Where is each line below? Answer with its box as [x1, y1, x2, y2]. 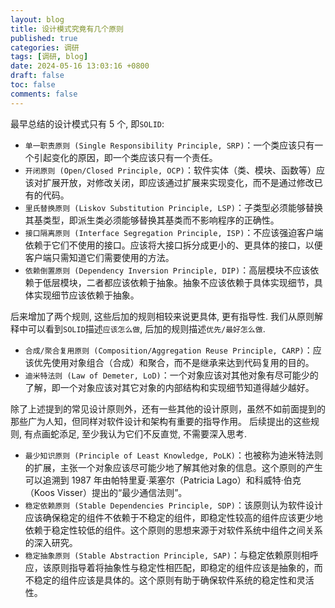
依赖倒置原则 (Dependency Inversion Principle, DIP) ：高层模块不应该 [24, 264, 311, 276]
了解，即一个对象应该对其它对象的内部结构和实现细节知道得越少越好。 [24, 381, 315, 393]
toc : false [10, 80, 56, 90]
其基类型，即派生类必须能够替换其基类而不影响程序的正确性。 [24, 214, 280, 226]
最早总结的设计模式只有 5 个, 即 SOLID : [10, 117, 165, 130]
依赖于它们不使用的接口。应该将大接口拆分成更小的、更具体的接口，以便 [24, 239, 323, 251]
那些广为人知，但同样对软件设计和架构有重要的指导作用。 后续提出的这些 [10, 415, 311, 427]
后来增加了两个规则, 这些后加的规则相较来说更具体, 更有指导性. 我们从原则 [10, 310, 315, 322]
